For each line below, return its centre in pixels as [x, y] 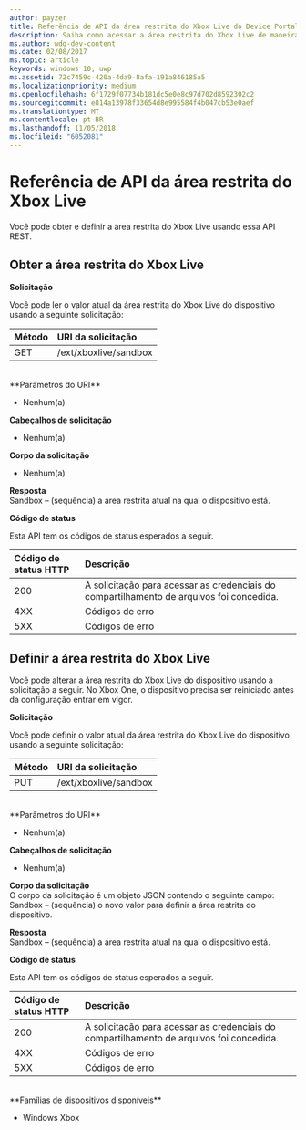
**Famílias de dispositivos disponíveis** [86, 1100]
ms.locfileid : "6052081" [56, 137]
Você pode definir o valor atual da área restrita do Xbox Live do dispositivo [149, 735]
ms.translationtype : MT [55, 111]
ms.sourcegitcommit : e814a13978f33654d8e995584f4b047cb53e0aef [132, 103]
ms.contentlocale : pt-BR [56, 120]
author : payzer [38, 18]
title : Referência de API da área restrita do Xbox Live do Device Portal [154, 26]
